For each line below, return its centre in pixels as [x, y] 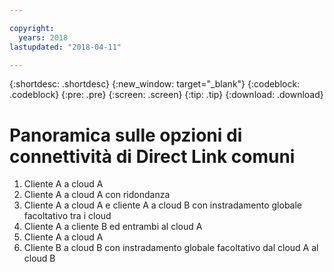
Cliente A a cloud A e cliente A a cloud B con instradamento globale [163, 205]
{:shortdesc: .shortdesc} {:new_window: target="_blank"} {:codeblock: [155, 84]
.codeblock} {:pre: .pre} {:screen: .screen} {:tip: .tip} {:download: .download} [166, 95]
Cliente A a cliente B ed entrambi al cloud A [113, 227]
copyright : [32, 28]
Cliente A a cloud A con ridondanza [97, 195]
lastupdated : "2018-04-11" [65, 47]
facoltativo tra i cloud [67, 216]
